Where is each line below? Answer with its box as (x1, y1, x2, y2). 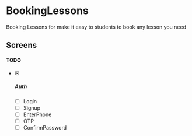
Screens (6, 40, 37, 50)
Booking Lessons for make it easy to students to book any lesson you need (6, 23, 187, 30)
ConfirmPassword (23, 124, 67, 131)
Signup (23, 104, 41, 111)
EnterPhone (23, 111, 52, 118)
